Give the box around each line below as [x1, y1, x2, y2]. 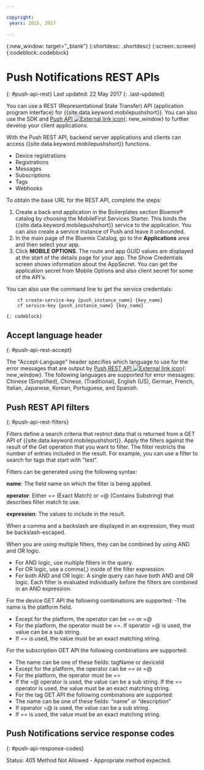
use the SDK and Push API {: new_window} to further [6, 115, 189, 123]
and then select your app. [15, 241, 80, 248]
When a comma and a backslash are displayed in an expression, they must [6, 522, 195, 530]
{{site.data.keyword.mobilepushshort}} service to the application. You [15, 221, 192, 229]
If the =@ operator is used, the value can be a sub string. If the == [15, 678, 183, 685]
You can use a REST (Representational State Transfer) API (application [6, 102, 184, 110]
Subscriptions [15, 172, 51, 179]
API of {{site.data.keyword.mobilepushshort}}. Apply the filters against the [6, 436, 194, 444]
